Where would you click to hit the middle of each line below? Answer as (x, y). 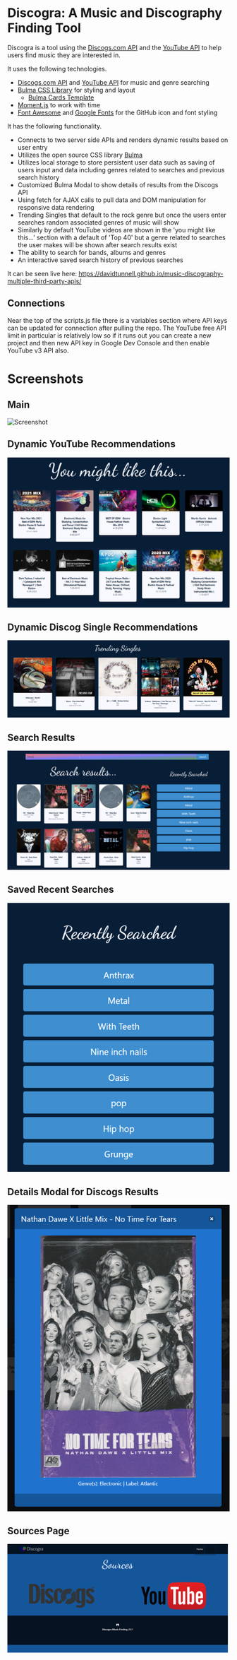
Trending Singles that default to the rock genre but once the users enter (122, 215)
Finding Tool (44, 28)
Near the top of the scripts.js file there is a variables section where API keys (117, 320)
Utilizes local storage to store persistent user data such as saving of (116, 162)
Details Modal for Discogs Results (83, 1192)
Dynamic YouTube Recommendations (92, 444)
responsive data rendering (56, 207)
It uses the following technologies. (57, 69)
